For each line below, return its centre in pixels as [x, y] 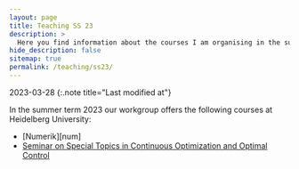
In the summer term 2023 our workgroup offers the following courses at [141, 109]
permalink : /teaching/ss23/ [61, 68]
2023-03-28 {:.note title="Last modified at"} [90, 92]
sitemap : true [36, 59]
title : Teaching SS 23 [51, 26]
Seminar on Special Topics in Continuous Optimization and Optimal [145, 145]
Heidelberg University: [50, 119]
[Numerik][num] [52, 136]
